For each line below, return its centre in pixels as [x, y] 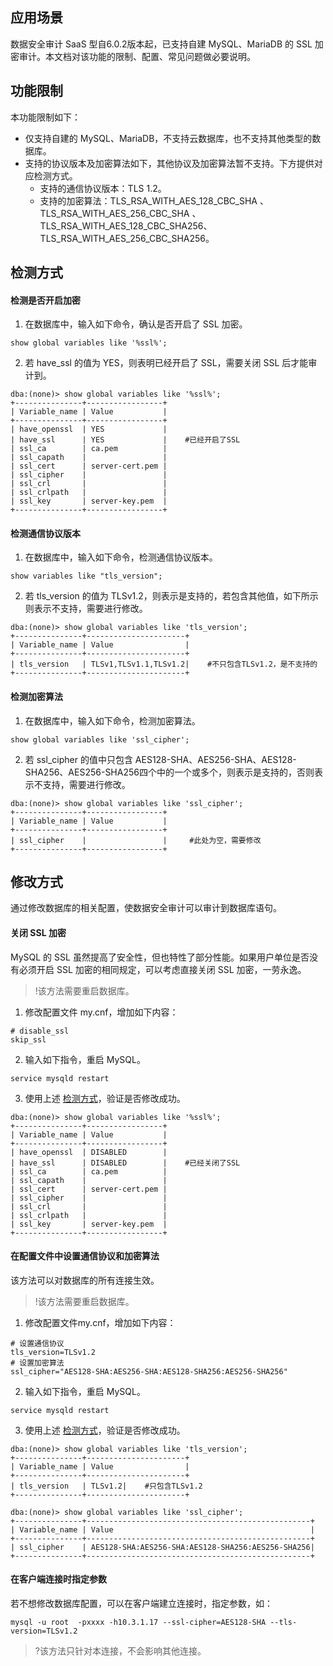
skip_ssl [28, 1039]
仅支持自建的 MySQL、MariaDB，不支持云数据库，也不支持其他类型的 [168, 138]
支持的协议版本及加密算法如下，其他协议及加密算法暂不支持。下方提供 [169, 163]
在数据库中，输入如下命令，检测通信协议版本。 [121, 557]
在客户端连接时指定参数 [58, 1579]
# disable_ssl [40, 1031]
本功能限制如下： [45, 117]
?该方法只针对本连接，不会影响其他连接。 [120, 1651]
